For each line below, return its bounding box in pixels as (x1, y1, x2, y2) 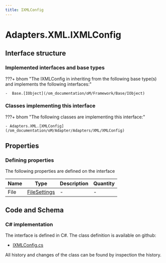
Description (59, 180, 89, 187)
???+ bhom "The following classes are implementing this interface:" (5, 114, 145, 120)
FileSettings (27, 188, 55, 195)
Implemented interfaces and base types (5, 64, 105, 71)
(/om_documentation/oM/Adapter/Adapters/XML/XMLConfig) (5, 128, 125, 133)
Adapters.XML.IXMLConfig (5, 29, 122, 40)
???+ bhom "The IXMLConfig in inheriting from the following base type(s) (5, 76, 157, 82)
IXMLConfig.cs (12, 242, 44, 248)
